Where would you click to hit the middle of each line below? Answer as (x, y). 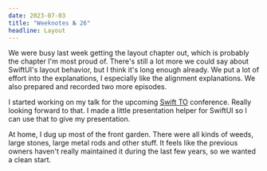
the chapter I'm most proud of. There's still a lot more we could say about (129, 61)
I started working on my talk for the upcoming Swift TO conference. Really (130, 102)
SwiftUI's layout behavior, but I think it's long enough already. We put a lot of (134, 70)
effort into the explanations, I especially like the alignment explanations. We (132, 78)
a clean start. (30, 160)
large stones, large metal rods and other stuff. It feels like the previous (123, 143)
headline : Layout (37, 30)
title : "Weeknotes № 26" (49, 23)
